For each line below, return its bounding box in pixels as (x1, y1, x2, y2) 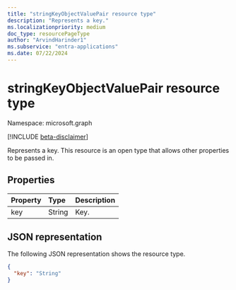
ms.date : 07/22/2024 (7, 50, 69, 57)
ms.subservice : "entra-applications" (7, 43, 119, 50)
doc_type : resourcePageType (7, 30, 90, 37)
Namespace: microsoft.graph (7, 118, 93, 127)
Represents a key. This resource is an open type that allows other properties (7, 146, 230, 154)
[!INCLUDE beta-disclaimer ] (7, 132, 88, 141)
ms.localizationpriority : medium (7, 23, 106, 30)
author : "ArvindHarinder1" (7, 37, 87, 44)
